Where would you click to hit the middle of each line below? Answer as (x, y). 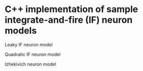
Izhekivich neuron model (30, 64)
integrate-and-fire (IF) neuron (69, 20)
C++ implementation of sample (71, 9)
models (21, 31)
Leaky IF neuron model (29, 44)
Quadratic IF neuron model (33, 54)
